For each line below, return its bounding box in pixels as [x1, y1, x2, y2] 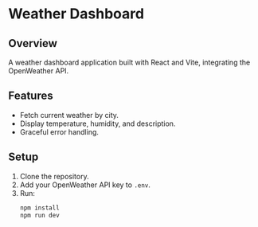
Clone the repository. [19, 171, 89, 181]
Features [8, 89, 53, 103]
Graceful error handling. [19, 127, 100, 136]
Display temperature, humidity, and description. [19, 119, 176, 128]
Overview [8, 37, 58, 50]
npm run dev [19, 211, 60, 219]
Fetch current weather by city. [19, 110, 119, 119]
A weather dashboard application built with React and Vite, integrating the [8, 57, 251, 67]
